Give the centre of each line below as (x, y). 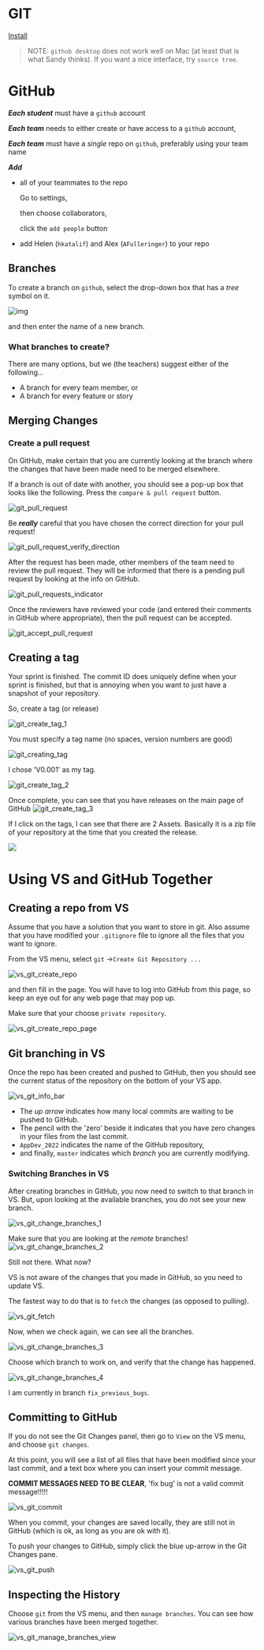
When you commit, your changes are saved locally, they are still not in (122, 1522)
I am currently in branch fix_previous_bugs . (79, 1392)
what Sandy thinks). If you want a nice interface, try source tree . (133, 59)
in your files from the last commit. (74, 1137)
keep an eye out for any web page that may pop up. (92, 998)
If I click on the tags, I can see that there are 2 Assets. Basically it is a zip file (132, 824)
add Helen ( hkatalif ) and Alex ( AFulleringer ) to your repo (115, 243)
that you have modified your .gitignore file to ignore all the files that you (126, 935)
